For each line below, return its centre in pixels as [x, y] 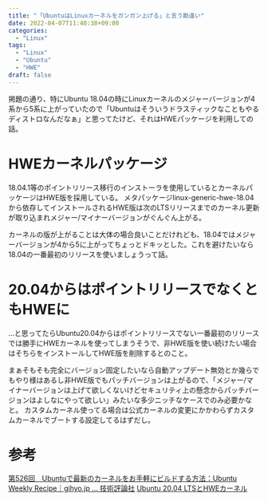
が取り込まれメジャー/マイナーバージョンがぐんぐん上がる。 [107, 217]
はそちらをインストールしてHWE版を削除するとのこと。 [100, 353]
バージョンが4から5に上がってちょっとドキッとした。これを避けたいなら [134, 244]
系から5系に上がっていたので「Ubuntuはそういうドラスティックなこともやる [134, 108]
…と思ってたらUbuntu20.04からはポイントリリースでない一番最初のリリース [134, 333]
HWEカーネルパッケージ [88, 164]
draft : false [30, 75]
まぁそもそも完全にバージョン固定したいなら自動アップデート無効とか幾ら [130, 370]
